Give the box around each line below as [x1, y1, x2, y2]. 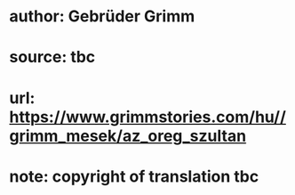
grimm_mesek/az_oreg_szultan [9, 126, 247, 146]
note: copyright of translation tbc [9, 167, 259, 186]
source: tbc [9, 47, 96, 68]
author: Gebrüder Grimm [9, 6, 195, 27]
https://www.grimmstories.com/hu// [9, 107, 287, 126]
